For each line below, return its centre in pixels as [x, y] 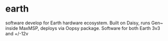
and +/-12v [17, 33]
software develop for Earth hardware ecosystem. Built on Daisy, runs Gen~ [84, 23]
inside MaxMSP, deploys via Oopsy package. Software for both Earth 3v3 [83, 28]
